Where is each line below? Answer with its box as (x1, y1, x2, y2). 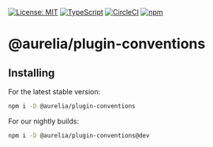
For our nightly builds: (8, 116, 80, 126)
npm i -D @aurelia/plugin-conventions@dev (8, 131, 150, 139)
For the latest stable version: (8, 87, 101, 96)
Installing (8, 66, 55, 79)
